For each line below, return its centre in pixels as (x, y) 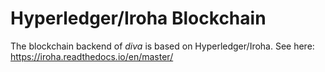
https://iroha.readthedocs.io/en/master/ (92, 56)
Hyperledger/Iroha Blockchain (138, 18)
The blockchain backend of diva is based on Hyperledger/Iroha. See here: (162, 46)
